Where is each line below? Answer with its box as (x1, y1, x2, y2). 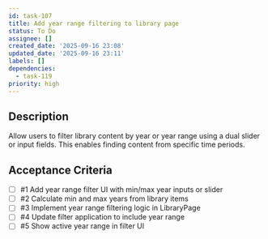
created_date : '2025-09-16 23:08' (8, 42, 125, 50)
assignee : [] (8, 34, 53, 43)
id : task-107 (8, 11, 53, 20)
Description (8, 109, 69, 123)
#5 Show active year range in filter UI (19, 221, 145, 231)
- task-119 (15, 72, 53, 80)
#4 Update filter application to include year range (19, 212, 185, 222)
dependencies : (8, 65, 57, 73)
